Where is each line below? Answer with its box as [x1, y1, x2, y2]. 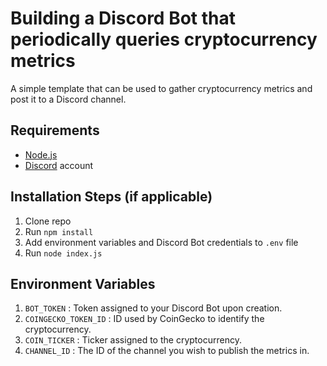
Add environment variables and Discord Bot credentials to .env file [24, 236, 299, 248]
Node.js [24, 148, 58, 161]
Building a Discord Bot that [10, 7, 236, 30]
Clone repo [24, 215, 72, 227]
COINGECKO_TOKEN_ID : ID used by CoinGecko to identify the [24, 313, 265, 325]
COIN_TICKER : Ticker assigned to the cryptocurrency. [24, 334, 242, 346]
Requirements [10, 122, 100, 139]
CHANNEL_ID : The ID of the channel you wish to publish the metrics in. [24, 345, 310, 357]
